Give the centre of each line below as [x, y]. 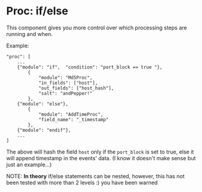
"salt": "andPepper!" [66, 93]
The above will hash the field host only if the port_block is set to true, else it [100, 152]
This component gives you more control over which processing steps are [97, 28]
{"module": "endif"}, [44, 130]
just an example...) [29, 164]
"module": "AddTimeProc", [71, 114]
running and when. [29, 34]
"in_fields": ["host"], [68, 83]
